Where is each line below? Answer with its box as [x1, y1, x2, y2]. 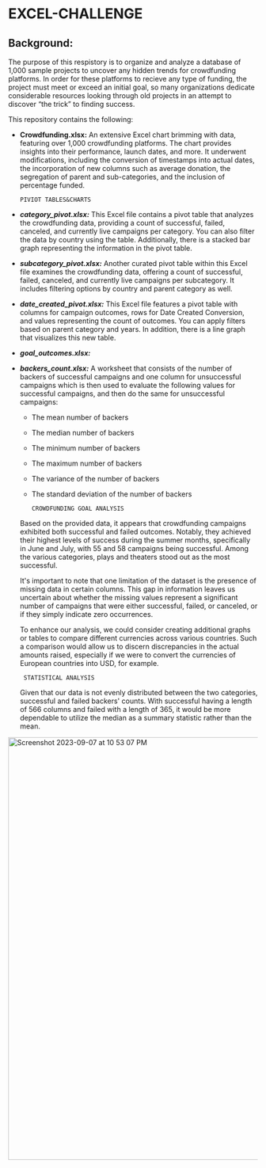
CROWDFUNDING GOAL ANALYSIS [31, 504, 124, 512]
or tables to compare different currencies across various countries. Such [19, 633, 257, 642]
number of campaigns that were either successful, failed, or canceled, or [19, 601, 258, 611]
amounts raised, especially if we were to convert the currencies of [19, 650, 236, 660]
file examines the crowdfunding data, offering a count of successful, [19, 267, 243, 276]
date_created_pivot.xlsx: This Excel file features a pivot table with [19, 299, 238, 309]
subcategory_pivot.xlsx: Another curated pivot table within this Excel [19, 259, 248, 268]
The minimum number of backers [31, 443, 141, 452]
